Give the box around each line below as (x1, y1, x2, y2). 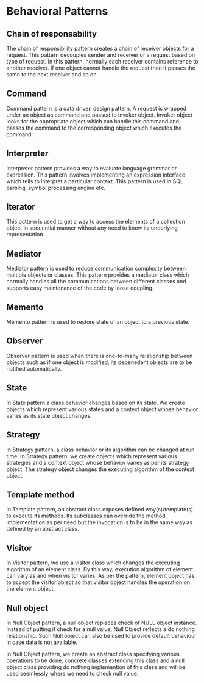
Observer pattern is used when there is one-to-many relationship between (6, 352, 193, 359)
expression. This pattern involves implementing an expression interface (6, 171, 186, 178)
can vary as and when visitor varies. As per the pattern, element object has (6, 572, 195, 580)
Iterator (6, 202, 35, 212)
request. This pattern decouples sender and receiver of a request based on (6, 51, 195, 59)
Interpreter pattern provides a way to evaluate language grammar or (6, 164, 177, 172)
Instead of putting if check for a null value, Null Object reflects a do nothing (6, 625, 195, 633)
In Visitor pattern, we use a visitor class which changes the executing (6, 559, 180, 566)
